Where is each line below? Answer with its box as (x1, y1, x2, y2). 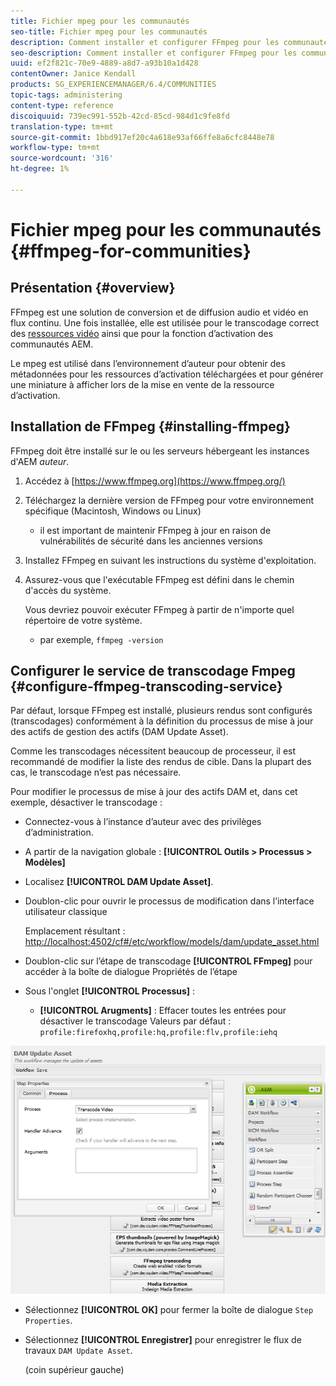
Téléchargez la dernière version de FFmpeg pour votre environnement (24, 494, 315, 506)
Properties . (24, 1315, 73, 1327)
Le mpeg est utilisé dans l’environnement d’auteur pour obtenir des (10, 357, 286, 369)
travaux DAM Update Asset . (24, 1345, 133, 1357)
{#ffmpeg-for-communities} (10, 240, 252, 262)
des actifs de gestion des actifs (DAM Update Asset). (10, 726, 229, 738)
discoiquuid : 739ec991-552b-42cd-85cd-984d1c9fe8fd (10, 111, 230, 121)
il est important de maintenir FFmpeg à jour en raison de (39, 524, 272, 536)
